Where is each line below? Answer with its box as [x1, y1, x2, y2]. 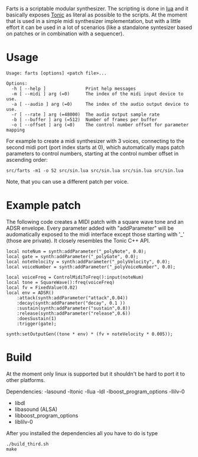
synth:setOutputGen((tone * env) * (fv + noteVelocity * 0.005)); [6, 331, 173, 337]
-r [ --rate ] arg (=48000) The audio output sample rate [11, 112, 160, 117]
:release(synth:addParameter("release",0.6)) [17, 310, 131, 316]
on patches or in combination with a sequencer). [6, 30, 124, 37]
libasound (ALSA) [14, 406, 58, 413]
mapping [6, 127, 25, 133]
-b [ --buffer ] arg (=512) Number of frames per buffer [11, 116, 158, 123]
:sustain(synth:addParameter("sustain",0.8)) [17, 305, 131, 311]
